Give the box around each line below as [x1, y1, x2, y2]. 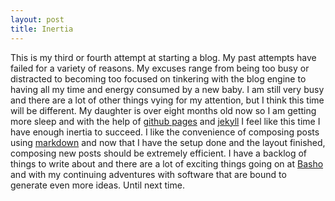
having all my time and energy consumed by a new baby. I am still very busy [10, 83, 325, 95]
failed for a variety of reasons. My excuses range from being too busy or [10, 62, 310, 74]
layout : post [10, 14, 65, 25]
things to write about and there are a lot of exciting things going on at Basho [10, 157, 324, 170]
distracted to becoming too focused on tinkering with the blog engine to [10, 72, 307, 85]
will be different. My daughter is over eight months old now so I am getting [10, 104, 317, 116]
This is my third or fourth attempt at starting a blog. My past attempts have [10, 51, 317, 63]
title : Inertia [10, 24, 74, 34]
